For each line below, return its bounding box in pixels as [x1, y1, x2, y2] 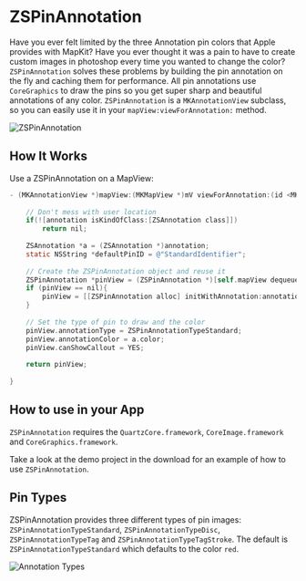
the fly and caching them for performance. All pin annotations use [9, 75, 257, 86]
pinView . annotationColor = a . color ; [25, 335, 166, 344]
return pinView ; [25, 360, 88, 369]
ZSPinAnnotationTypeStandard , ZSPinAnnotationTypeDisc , [9, 524, 220, 534]
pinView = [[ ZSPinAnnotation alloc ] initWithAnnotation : [42, 292, 262, 302]
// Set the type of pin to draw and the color [25, 317, 206, 327]
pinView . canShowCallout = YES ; [25, 343, 145, 352]
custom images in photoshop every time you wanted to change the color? [9, 56, 286, 67]
